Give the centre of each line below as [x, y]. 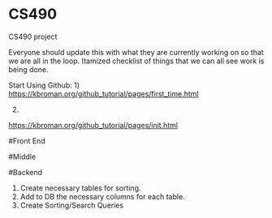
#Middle [22, 156]
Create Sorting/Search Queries [72, 205]
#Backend [26, 172]
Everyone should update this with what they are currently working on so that [136, 52]
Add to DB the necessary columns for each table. [102, 196]
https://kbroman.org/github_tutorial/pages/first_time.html [104, 93]
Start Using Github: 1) [44, 85]
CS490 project [33, 36]
